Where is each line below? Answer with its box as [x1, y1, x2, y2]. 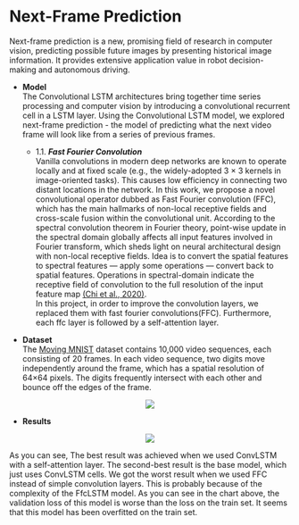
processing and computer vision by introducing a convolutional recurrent [21, 100, 291, 111]
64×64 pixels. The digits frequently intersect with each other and [21, 372, 262, 383]
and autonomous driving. [37, 64, 131, 75]
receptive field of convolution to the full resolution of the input [35, 279, 263, 289]
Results [21, 415, 52, 426]
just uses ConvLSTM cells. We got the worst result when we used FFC [9, 469, 268, 479]
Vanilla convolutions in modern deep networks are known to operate [35, 155, 287, 166]
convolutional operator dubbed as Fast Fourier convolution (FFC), [35, 194, 277, 204]
